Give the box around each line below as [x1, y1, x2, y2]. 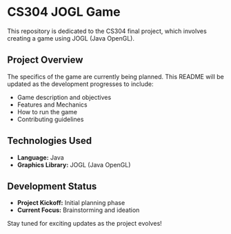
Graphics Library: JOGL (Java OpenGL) [17, 160, 131, 169]
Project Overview [7, 54, 83, 66]
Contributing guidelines [17, 115, 84, 123]
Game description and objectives [17, 93, 112, 101]
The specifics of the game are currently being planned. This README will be [7, 72, 224, 81]
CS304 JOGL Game [7, 4, 121, 20]
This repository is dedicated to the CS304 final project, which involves [7, 27, 207, 35]
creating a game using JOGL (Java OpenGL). [7, 34, 134, 42]
